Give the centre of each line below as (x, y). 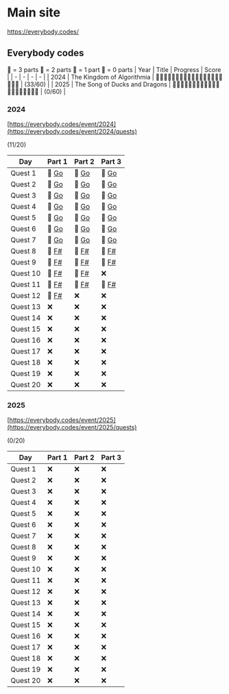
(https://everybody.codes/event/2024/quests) (72, 132)
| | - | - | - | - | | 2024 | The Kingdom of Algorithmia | (81, 77)
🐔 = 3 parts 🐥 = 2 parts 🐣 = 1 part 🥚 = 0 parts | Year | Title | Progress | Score (114, 69)
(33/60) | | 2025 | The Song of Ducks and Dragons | (98, 84)
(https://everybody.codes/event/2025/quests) (72, 427)
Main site (34, 13)
